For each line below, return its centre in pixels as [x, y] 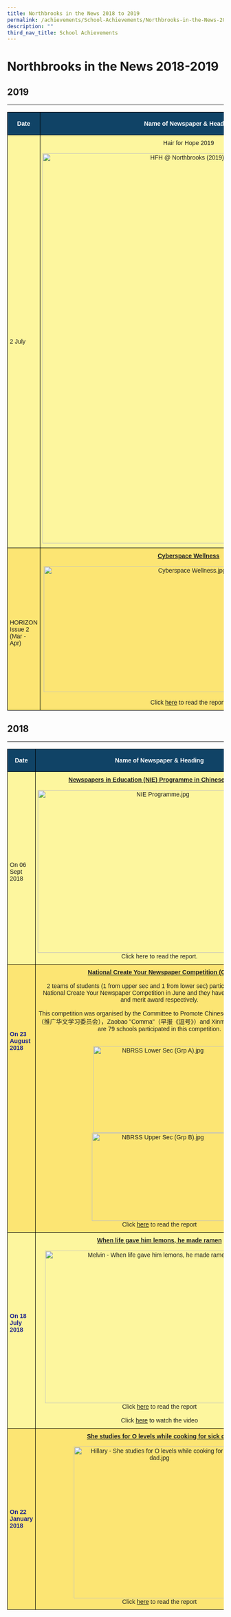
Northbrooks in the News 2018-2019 [113, 67]
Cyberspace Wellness [189, 556]
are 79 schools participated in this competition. [159, 1029]
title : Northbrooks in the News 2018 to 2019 [73, 13]
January [21, 1519]
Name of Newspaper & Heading [159, 761]
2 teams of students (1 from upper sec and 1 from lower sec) [128, 986]
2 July [18, 342]
